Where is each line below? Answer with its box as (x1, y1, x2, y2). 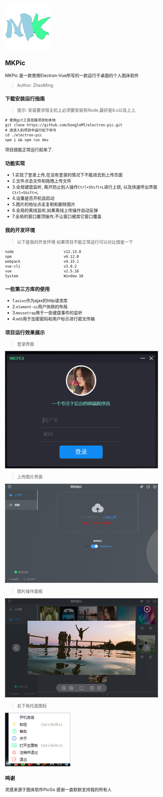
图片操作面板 (16, 589, 43, 594)
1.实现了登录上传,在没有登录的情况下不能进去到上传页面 (12, 172, 123, 178)
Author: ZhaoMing (16, 82, 53, 88)
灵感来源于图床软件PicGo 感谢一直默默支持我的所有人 (5, 787, 112, 793)
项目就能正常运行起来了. (5, 147, 53, 153)
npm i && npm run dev (5, 138, 49, 142)
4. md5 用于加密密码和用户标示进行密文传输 (12, 316, 95, 322)
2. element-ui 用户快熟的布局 (12, 304, 68, 310)
